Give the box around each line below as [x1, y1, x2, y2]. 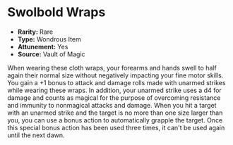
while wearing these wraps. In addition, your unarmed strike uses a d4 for [7, 86, 222, 94]
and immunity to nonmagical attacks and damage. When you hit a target [7, 101, 217, 109]
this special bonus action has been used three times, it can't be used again [7, 123, 225, 132]
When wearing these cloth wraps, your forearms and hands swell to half [7, 63, 217, 72]
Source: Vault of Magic [17, 50, 86, 58]
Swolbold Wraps [7, 4, 106, 20]
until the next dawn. [7, 131, 65, 139]
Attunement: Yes [17, 42, 68, 51]
